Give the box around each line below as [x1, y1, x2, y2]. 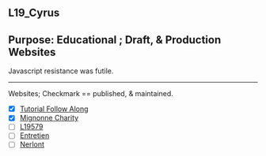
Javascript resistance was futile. [8, 66, 114, 76]
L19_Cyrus [8, 6, 60, 20]
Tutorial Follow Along [19, 104, 89, 113]
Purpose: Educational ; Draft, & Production [8, 33, 222, 46]
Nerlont [19, 139, 45, 149]
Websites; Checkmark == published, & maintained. [8, 89, 174, 98]
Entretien [19, 131, 50, 140]
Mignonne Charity [19, 113, 79, 123]
